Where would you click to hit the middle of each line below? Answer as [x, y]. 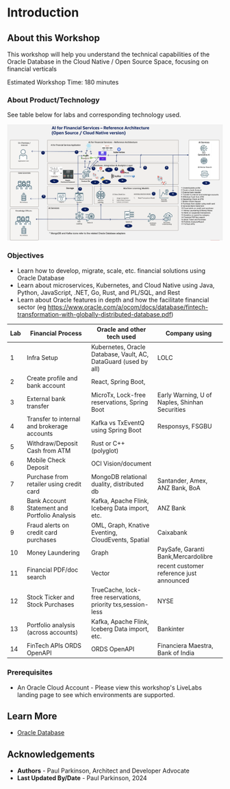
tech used [121, 337]
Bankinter [171, 629]
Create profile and [52, 378]
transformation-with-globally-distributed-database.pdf [94, 314]
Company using [189, 333]
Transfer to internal [53, 419]
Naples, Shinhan [180, 402]
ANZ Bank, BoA [179, 487]
